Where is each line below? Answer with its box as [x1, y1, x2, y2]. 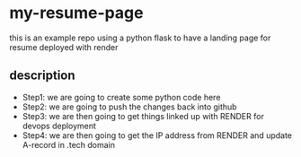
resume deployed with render [9, 41, 119, 52]
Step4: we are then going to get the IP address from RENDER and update [22, 129, 293, 141]
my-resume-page [9, 3, 144, 23]
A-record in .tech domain [22, 139, 115, 150]
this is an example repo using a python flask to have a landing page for [9, 32, 271, 43]
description [9, 68, 75, 83]
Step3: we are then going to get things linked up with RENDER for [22, 110, 265, 121]
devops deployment [22, 120, 97, 131]
